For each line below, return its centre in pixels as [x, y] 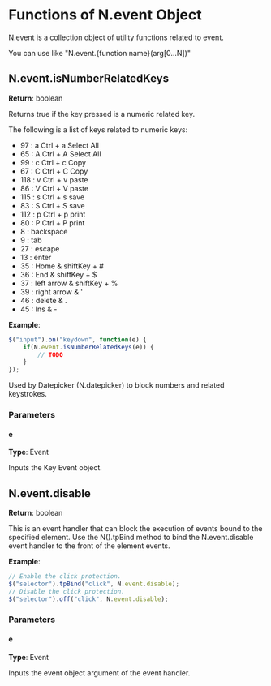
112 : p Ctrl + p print [53, 214]
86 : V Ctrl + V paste [54, 188]
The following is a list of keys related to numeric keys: [98, 129]
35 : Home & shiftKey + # [62, 266]
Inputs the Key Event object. [56, 468]
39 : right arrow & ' [52, 292]
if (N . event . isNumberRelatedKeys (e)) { [88, 347]
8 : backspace [44, 231]
